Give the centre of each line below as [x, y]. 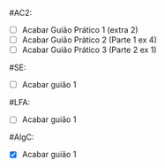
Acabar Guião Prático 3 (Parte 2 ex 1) [89, 50]
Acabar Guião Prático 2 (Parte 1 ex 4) [89, 40]
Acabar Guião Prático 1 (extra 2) [80, 30]
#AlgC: [22, 137]
